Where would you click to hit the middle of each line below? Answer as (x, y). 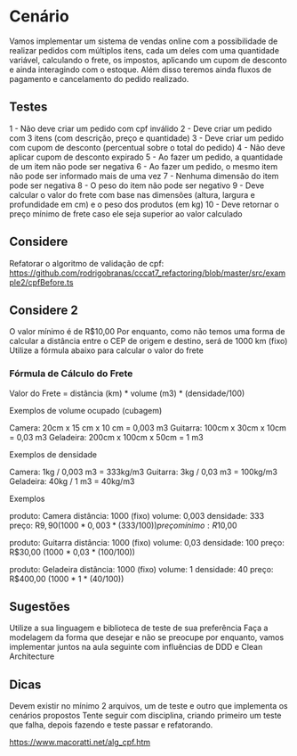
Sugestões (40, 607)
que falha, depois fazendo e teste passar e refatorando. (111, 725)
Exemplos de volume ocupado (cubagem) (86, 410)
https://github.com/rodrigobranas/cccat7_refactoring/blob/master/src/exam (148, 273)
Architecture (32, 656)
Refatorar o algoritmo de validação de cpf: (87, 263)
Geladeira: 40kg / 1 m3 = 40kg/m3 (72, 481)
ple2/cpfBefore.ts (41, 282)
